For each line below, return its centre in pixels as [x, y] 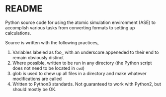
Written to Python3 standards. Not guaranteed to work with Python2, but [87, 84]
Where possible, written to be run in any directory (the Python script [82, 63]
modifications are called [37, 79]
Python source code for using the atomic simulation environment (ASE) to [80, 22]
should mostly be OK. [34, 89]
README [24, 9]
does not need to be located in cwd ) [48, 68]
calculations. [18, 33]
